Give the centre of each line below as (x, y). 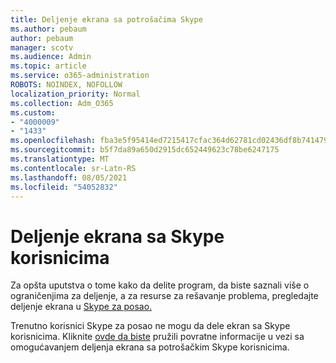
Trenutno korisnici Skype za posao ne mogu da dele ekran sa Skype (150, 326)
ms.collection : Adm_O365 (62, 103)
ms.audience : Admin (51, 57)
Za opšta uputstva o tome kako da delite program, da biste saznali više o (160, 285)
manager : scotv (42, 47)
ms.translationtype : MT (60, 159)
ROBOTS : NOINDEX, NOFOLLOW (66, 85)
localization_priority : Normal (75, 94)
